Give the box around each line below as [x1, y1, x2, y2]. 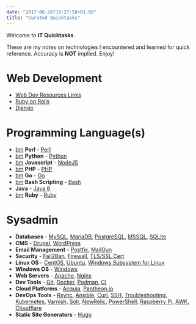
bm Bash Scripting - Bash [15, 179, 81, 186]
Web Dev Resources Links [15, 91, 81, 98]
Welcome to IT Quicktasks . [6, 31, 75, 39]
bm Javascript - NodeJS [15, 159, 78, 166]
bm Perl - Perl [15, 146, 51, 153]
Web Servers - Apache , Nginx [15, 272, 92, 279]
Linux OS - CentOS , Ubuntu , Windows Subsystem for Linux [15, 259, 165, 267]
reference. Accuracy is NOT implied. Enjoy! [6, 50, 115, 57]
